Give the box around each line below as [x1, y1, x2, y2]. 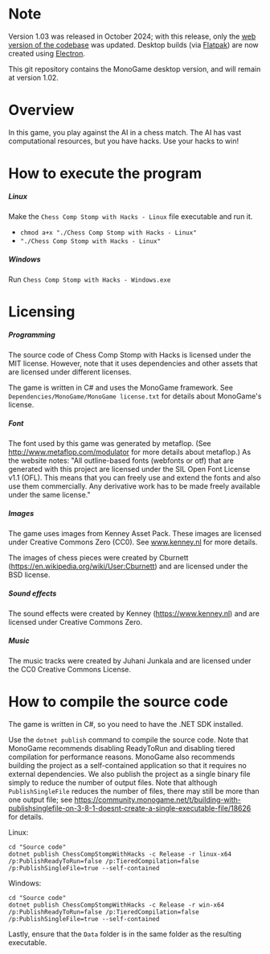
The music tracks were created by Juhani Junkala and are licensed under [8, 656, 252, 666]
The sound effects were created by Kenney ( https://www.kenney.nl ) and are [8, 609, 260, 618]
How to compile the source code [8, 693, 229, 711]
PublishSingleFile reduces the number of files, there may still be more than [8, 786, 260, 795]
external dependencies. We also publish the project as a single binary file [8, 769, 251, 778]
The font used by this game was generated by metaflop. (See [8, 439, 211, 448]
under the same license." [8, 490, 91, 500]
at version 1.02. [8, 72, 59, 82]
